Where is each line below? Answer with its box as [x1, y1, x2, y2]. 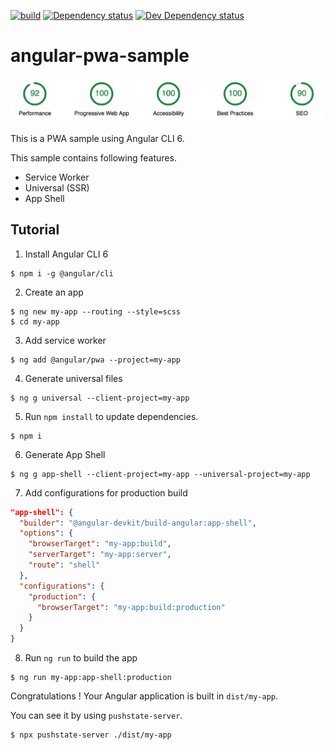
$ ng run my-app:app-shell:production [10, 673, 172, 683]
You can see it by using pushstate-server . [10, 710, 183, 722]
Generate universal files [24, 372, 123, 384]
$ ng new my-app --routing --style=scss [10, 306, 182, 317]
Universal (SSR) [24, 181, 90, 194]
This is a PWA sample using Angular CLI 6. [10, 132, 185, 144]
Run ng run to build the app [24, 652, 138, 664]
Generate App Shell [24, 448, 106, 460]
